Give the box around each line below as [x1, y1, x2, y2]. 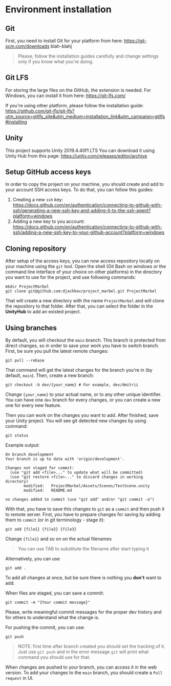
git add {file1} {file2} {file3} [5, 527, 77, 532]
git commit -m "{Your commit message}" [5, 600, 91, 605]
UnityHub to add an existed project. [5, 309, 81, 315]
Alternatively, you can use [5, 556, 60, 562]
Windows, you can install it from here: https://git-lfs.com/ [5, 92, 126, 99]
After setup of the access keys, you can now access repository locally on [5, 258, 160, 264]
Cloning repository [5, 244, 67, 253]
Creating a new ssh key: [12, 197, 63, 203]
